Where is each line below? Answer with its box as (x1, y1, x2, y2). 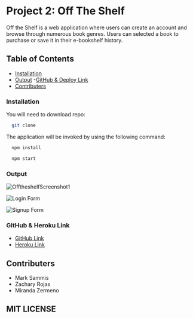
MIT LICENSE (6, 304, 57, 314)
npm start (11, 155, 36, 162)
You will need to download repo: (6, 111, 85, 118)
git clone (11, 122, 36, 129)
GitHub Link (14, 234, 44, 242)
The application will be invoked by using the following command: (6, 133, 166, 140)
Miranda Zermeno (14, 287, 60, 294)
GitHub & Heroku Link (6, 221, 70, 229)
